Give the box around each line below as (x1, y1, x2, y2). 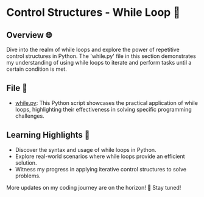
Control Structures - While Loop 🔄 (6, 5, 181, 20)
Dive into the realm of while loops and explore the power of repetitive (6, 46, 180, 53)
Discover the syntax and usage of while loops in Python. (15, 146, 157, 153)
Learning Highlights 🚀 (6, 130, 90, 140)
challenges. (15, 112, 44, 120)
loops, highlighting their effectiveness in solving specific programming (15, 106, 192, 113)
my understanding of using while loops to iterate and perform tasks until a (6, 59, 192, 66)
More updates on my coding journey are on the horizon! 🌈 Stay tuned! (6, 184, 181, 191)
